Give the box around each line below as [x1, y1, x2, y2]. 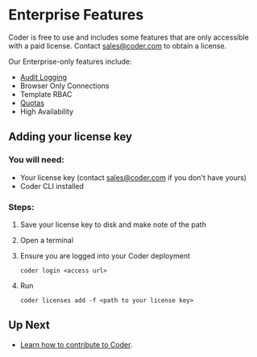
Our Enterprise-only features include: [8, 57, 132, 66]
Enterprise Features [8, 6, 144, 24]
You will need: [8, 154, 64, 166]
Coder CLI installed [19, 181, 85, 191]
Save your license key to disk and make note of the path [19, 220, 207, 229]
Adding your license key [8, 130, 133, 144]
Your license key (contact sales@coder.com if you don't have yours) [19, 172, 247, 183]
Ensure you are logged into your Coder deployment [19, 250, 191, 260]
